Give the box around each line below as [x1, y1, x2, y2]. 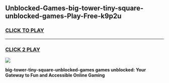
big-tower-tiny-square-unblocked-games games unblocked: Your [5, 66, 146, 72]
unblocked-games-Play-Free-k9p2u [5, 12, 122, 21]
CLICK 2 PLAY [5, 46, 40, 53]
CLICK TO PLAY [5, 27, 44, 34]
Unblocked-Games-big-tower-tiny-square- [5, 4, 144, 13]
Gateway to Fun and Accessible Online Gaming [5, 72, 105, 78]
